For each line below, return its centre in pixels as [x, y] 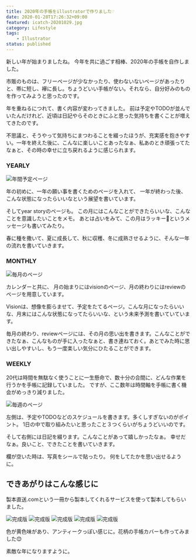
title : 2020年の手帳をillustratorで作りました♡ [60, 11]
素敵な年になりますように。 [39, 551]
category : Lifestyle [31, 28]
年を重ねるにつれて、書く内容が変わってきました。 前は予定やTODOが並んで [98, 108]
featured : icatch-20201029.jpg [44, 22]
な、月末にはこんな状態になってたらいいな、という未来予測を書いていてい [96, 314]
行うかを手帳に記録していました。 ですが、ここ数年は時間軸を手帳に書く [94, 384]
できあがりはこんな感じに [52, 484]
